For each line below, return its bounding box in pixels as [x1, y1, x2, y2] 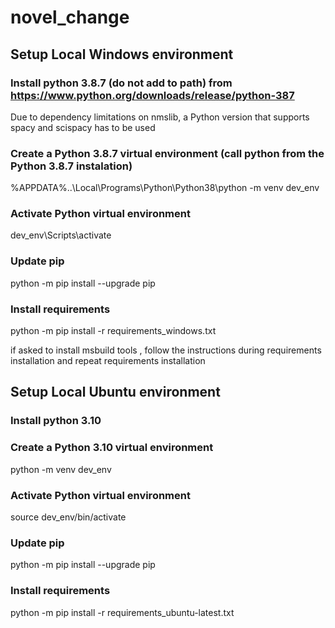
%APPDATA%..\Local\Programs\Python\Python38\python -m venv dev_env [10, 182, 320, 194]
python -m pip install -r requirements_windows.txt [10, 325, 217, 337]
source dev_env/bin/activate [10, 511, 127, 523]
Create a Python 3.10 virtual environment [10, 441, 214, 455]
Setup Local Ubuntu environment [10, 384, 221, 401]
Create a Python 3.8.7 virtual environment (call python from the [10, 146, 325, 160]
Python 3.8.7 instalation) [10, 159, 133, 173]
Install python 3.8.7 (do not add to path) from [10, 76, 233, 90]
